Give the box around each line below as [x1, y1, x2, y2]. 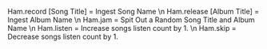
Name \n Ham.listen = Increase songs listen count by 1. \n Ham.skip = [7, 24, 237, 32]
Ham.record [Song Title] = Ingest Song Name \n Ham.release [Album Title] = [7, 7, 260, 16]
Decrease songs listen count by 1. [7, 32, 119, 41]
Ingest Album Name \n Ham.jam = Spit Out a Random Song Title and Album [7, 15, 255, 24]
